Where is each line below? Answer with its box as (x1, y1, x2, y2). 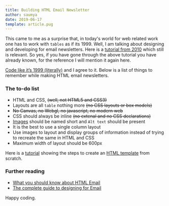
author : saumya (5, 12, 38, 17)
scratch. (5, 155, 23, 161)
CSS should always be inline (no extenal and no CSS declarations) (12, 113, 151, 119)
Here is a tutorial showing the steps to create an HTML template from (5, 150, 150, 156)
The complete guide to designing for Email (12, 185, 102, 191)
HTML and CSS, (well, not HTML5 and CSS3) (12, 97, 107, 103)
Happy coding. (5, 194, 37, 201)
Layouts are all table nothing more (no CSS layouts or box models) (12, 102, 152, 108)
